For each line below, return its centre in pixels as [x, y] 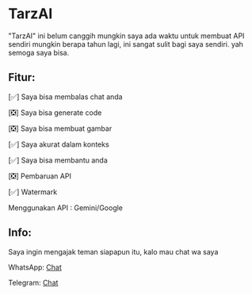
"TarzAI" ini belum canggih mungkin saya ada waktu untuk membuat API [126, 36]
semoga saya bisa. [39, 52]
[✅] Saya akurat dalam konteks [59, 144]
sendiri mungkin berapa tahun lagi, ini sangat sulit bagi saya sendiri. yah [126, 44]
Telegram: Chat [33, 282]
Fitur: [22, 77]
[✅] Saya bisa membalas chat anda [65, 97]
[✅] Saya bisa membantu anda [58, 160]
